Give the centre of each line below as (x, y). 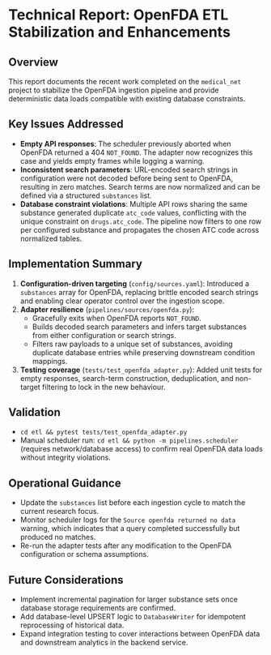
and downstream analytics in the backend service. (104, 643)
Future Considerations (66, 580)
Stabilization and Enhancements (119, 32)
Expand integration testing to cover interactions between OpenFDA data (140, 634)
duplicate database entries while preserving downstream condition (144, 352)
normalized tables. (51, 238)
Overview (34, 62)
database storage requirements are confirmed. (98, 608)
